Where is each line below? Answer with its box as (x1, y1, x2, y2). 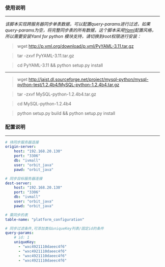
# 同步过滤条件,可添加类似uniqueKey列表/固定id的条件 (5, 226, 104, 231)
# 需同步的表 (5, 212, 28, 217)
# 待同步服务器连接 (5, 139, 39, 145)
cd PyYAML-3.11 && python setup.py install (17, 63, 103, 68)
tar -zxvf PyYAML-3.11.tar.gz (17, 53, 75, 59)
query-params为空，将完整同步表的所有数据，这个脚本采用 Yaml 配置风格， (5, 27, 156, 33)
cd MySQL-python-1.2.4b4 (17, 101, 72, 107)
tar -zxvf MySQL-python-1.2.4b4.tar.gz (17, 91, 97, 97)
